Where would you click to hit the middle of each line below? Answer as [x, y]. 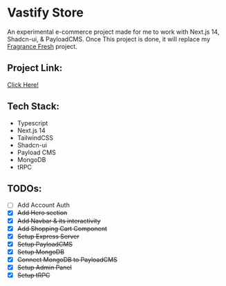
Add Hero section [42, 213]
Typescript [32, 123]
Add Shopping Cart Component [62, 228]
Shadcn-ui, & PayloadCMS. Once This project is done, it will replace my [109, 39]
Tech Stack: [34, 106]
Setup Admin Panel [45, 267]
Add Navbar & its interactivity [59, 221]
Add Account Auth [44, 205]
